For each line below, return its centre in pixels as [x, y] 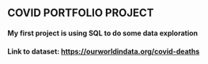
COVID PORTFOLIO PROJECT [81, 13]
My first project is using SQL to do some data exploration [103, 33]
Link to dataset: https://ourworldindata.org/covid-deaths [104, 51]
